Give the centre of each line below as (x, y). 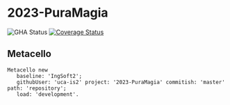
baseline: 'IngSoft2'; (49, 76)
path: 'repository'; (37, 88)
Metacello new (28, 70)
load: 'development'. (48, 94)
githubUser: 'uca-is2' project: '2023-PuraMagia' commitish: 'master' (121, 82)
